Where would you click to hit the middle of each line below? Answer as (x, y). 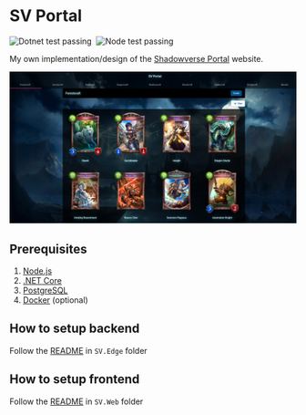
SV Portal (46, 16)
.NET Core (42, 281)
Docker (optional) (55, 300)
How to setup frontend (75, 379)
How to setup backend (75, 329)
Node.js (37, 271)
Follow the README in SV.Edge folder (78, 350)
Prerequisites (48, 249)
